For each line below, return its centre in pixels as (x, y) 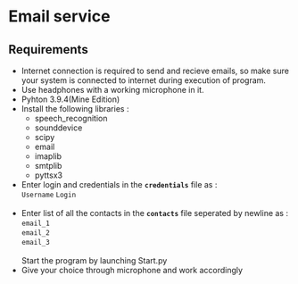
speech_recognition (71, 118)
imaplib (48, 156)
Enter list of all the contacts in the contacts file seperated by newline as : (155, 213)
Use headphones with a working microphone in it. (112, 90)
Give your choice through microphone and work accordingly (132, 270)
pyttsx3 (49, 175)
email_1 (35, 223)
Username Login (49, 195)
